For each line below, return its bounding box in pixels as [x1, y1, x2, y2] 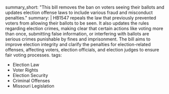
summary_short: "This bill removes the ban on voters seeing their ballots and [5, 4, 164, 10]
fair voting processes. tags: [5, 52, 62, 58]
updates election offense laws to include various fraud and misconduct [5, 9, 153, 15]
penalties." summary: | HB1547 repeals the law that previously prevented [5, 15, 156, 20]
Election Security [12, 72, 48, 78]
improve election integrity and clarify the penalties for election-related [5, 41, 151, 47]
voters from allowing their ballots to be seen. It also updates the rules [5, 20, 149, 26]
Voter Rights [12, 67, 39, 73]
